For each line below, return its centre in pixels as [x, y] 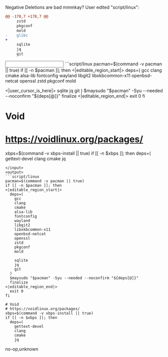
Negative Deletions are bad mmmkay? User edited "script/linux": [72, 7]
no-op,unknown [22, 349]
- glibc [17, 35]
